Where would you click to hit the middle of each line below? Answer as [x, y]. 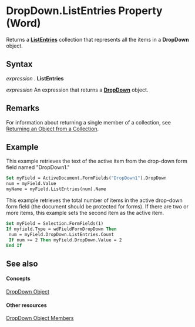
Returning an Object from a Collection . [53, 129]
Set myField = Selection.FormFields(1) [55, 224]
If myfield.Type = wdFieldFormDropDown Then [61, 229]
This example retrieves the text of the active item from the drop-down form [97, 161]
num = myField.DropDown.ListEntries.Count [61, 234]
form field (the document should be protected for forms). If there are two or [97, 206]
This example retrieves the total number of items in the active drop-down [95, 200]
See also [22, 263]
